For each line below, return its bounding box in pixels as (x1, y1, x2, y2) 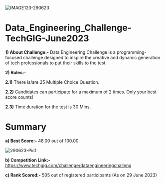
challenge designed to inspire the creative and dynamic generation (23, 54, 161, 60)
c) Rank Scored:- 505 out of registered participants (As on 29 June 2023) (5, 172, 157, 178)
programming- (116, 49, 147, 55)
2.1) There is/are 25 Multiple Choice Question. (5, 79, 100, 85)
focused (5, 54, 22, 60)
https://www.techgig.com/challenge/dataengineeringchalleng (5, 162, 132, 168)
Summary (5, 121, 46, 133)
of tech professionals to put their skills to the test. (5, 60, 107, 66)
